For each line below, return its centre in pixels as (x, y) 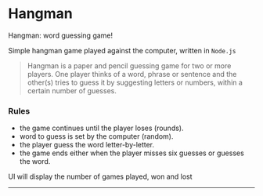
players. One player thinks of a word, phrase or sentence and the (132, 74)
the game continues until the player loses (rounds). (101, 128)
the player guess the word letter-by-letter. (87, 145)
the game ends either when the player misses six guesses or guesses (131, 153)
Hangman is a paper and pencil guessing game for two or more (129, 65)
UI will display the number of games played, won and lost (101, 176)
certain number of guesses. (72, 90)
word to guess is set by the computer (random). (96, 136)
